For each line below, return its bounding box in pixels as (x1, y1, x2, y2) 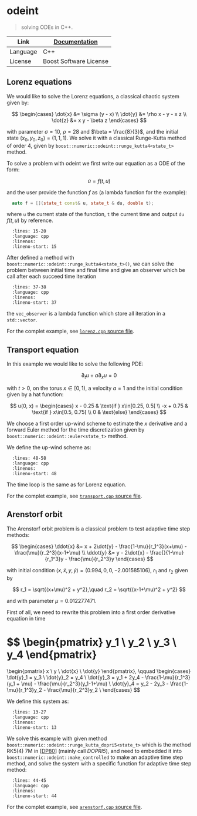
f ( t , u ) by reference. (6, 217, 53, 224)
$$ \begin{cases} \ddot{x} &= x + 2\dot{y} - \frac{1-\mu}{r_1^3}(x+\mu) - (11, 543, 187, 550)
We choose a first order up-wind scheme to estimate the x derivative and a (6, 420, 188, 427)
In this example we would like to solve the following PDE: (6, 360, 144, 367)
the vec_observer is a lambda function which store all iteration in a (6, 310, 166, 317)
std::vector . (6, 316, 38, 323)
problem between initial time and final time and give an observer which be (6, 267, 185, 274)
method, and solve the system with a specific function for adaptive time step (6, 759, 192, 767)
